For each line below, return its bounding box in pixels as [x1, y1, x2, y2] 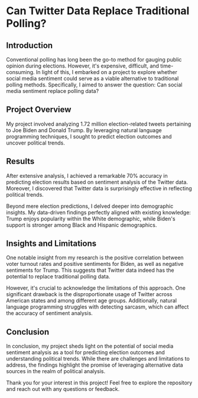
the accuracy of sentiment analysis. [6, 310, 93, 317]
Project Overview [6, 105, 72, 115]
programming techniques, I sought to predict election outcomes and [6, 133, 172, 140]
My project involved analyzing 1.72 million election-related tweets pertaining [6, 120, 191, 127]
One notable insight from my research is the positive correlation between [6, 254, 184, 261]
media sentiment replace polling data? [6, 88, 99, 94]
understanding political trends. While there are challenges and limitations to [6, 355, 190, 362]
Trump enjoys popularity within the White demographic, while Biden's [6, 215, 176, 222]
